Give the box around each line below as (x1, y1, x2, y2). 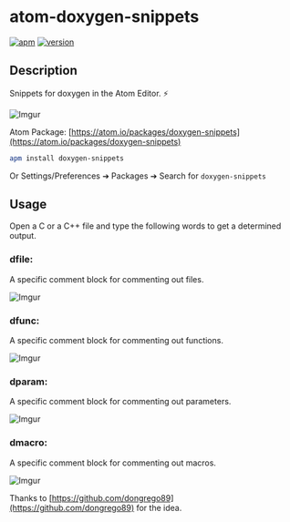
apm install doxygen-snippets (9, 153, 125, 163)
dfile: (9, 253, 34, 266)
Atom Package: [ (9, 126, 72, 138)
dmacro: (9, 436, 48, 449)
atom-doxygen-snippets (9, 6, 200, 27)
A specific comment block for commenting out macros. (9, 457, 217, 468)
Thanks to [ (9, 492, 53, 503)
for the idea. (136, 502, 182, 513)
